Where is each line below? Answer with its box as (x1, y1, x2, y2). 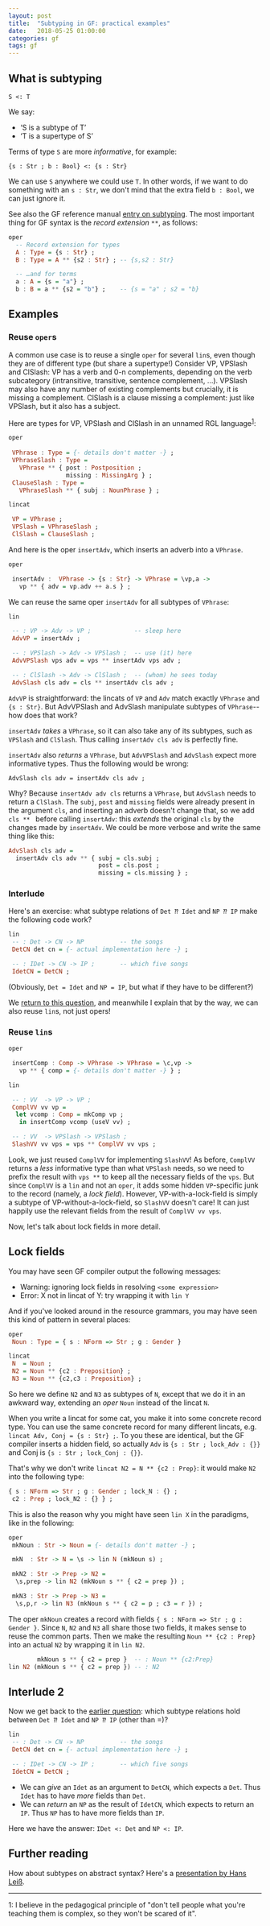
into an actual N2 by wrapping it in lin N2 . (8, 1639, 145, 1649)
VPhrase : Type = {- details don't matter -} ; (11, 448, 174, 457)
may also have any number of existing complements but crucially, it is (8, 384, 239, 394)
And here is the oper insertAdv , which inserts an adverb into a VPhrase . (8, 544, 243, 554)
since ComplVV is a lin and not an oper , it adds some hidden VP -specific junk (8, 1180, 259, 1190)
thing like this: (8, 831, 55, 841)
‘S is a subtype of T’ (19, 122, 87, 132)
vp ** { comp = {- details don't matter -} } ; (18, 1066, 182, 1075)
